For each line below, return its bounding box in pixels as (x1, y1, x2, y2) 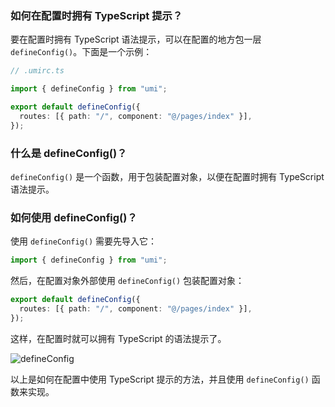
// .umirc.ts (10, 66, 65, 76)
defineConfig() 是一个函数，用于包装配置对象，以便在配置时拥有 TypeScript (10, 170, 325, 182)
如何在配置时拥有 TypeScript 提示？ (10, 8, 183, 22)
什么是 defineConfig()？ (10, 146, 128, 160)
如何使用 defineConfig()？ (10, 210, 138, 224)
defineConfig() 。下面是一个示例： (10, 46, 153, 58)
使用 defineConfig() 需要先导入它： (10, 235, 158, 247)
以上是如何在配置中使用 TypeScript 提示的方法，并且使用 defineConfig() (10, 373, 310, 385)
